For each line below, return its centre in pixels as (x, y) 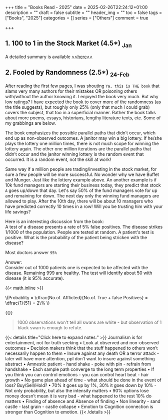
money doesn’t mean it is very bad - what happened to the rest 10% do (78, 396)
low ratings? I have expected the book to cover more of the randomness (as (83, 102)
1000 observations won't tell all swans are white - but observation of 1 (89, 322)
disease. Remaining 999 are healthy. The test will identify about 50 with (79, 273)
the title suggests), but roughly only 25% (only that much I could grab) (77, 107)
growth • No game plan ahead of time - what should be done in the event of (83, 380)
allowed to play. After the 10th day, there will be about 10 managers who (79, 201)
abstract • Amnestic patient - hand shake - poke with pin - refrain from (78, 364)
